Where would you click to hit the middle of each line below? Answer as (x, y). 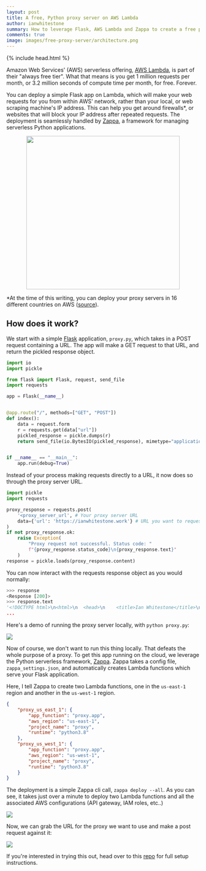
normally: (18, 579)
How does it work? (43, 324)
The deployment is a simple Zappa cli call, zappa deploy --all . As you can (101, 790)
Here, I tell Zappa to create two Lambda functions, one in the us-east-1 (96, 686)
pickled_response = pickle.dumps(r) (64, 435)
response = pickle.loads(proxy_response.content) (71, 561)
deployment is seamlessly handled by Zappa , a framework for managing (97, 121)
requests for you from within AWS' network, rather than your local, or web (100, 101)
